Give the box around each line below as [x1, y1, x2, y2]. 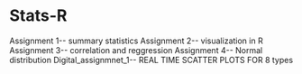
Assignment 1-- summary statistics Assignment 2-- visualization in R [9, 35, 263, 46]
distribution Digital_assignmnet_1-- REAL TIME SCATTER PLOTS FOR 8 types [9, 54, 294, 65]
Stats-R [9, 5, 68, 26]
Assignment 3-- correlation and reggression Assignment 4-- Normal [9, 44, 263, 55]
